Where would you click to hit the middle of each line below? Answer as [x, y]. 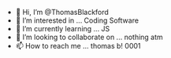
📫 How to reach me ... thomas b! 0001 [78, 46]
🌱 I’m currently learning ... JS [63, 29]
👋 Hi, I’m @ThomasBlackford [62, 12]
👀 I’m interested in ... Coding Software [77, 20]
